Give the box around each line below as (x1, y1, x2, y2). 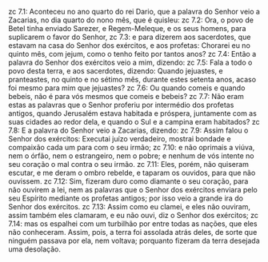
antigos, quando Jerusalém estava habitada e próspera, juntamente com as (8, 109, 258, 118)
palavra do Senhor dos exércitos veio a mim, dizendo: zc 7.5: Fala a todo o (8, 58, 253, 67)
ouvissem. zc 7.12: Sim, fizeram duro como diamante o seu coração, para (8, 177, 249, 186)
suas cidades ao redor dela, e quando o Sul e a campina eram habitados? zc (8, 117, 260, 126)
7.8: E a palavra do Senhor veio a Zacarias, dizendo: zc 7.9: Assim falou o (8, 125, 249, 135)
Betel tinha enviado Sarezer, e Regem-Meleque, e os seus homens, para (8, 24, 246, 33)
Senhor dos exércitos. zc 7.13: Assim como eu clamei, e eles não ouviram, (8, 202, 250, 211)
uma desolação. (8, 244, 62, 254)
